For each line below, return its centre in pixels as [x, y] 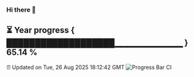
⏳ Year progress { [41, 30]
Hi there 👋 [21, 10]
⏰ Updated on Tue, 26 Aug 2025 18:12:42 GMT [65, 67]
